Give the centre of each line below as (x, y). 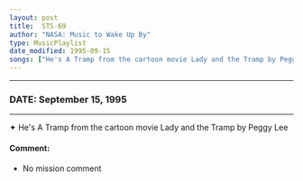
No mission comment (62, 168)
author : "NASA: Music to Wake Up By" (80, 34)
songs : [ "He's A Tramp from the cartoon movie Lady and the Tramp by (143, 59)
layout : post (34, 18)
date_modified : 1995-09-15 (60, 51)
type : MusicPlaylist (48, 43)
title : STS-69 (38, 26)
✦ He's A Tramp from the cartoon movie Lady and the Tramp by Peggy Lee (149, 128)
